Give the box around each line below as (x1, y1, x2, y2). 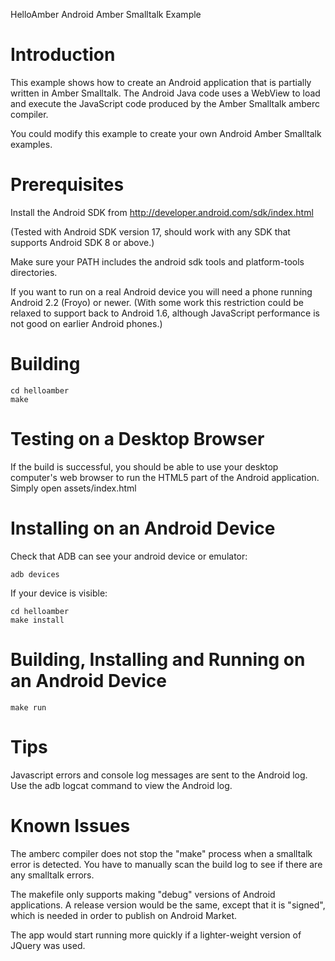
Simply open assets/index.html (10, 482, 137, 494)
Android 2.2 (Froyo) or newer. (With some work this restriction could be (10, 296, 304, 308)
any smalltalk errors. (10, 869, 95, 881)
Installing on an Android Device (10, 517, 276, 539)
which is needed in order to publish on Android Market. (10, 909, 238, 921)
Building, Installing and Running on (10, 648, 306, 671)
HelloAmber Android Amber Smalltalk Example (10, 9, 202, 20)
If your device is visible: (10, 587, 108, 599)
